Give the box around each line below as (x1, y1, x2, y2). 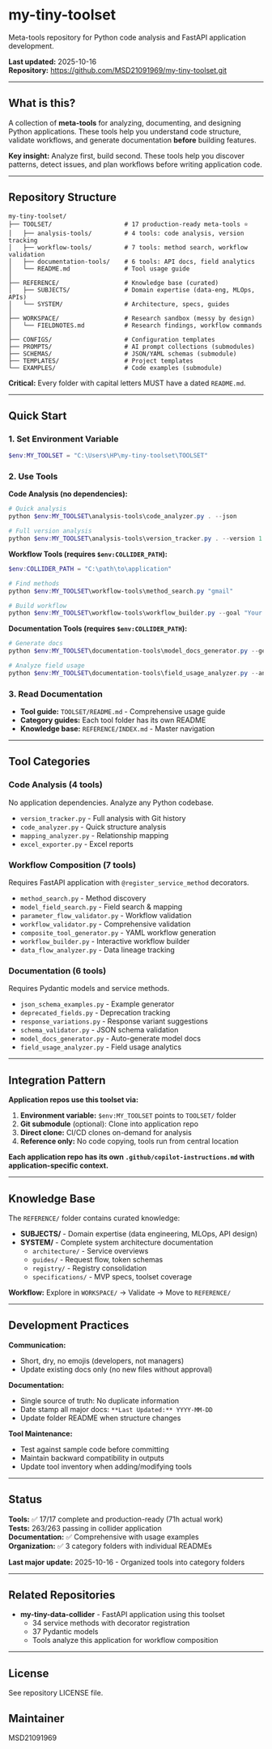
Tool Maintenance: (8, 1428, 73, 1438)
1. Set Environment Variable (8, 433, 119, 445)
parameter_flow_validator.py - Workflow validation (19, 911, 192, 921)
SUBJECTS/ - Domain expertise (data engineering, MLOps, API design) (19, 1229, 258, 1238)
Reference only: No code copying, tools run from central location (19, 1136, 239, 1147)
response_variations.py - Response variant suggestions (19, 1016, 209, 1026)
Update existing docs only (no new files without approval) (19, 1364, 213, 1374)
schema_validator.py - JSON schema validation (19, 1025, 179, 1035)
